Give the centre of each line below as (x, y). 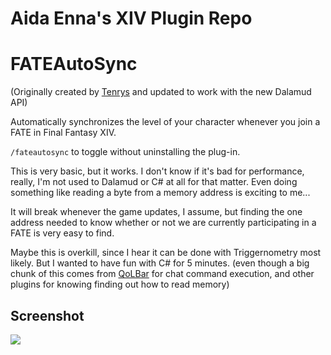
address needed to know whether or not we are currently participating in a (163, 223)
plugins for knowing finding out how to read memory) (120, 284)
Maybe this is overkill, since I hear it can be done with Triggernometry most (166, 253)
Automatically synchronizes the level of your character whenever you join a (165, 122)
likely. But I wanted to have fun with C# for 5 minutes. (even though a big (160, 263)
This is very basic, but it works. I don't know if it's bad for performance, (157, 171)
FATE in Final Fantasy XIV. (63, 133)
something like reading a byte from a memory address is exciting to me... (160, 193)
